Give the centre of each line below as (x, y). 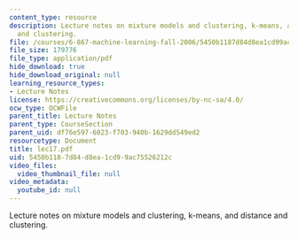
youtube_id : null (49, 190)
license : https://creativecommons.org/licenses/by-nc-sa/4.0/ (126, 100)
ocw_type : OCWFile (43, 108)
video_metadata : (39, 182)
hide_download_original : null (65, 75)
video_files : (33, 166)
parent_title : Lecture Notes (63, 116)
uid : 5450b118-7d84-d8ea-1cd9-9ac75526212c (91, 157)
